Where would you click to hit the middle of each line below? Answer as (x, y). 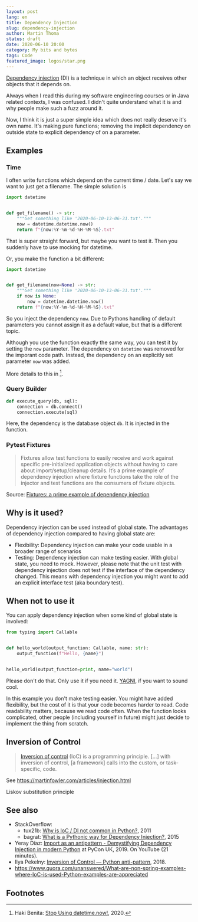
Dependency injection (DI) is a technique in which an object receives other (97, 78)
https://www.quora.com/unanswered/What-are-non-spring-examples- (100, 868)
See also (22, 810)
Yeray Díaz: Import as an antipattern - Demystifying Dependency (93, 843)
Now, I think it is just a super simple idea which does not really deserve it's (96, 119)
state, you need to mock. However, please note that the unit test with (98, 564)
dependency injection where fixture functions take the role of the (99, 476)
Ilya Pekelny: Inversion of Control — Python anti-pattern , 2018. (90, 862)
